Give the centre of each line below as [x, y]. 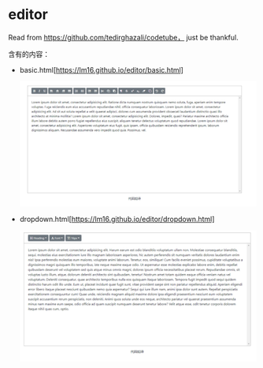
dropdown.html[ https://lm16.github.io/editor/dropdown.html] [117, 219]
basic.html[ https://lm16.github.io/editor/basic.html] [101, 69]
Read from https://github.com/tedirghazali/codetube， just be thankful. [123, 37]
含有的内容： [29, 54]
